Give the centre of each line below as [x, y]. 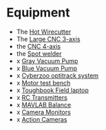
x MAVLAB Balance [44, 105]
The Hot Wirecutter [44, 32]
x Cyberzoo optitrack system [57, 75]
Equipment [38, 13]
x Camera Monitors [44, 112]
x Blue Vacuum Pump [46, 68]
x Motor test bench [43, 83]
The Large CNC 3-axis [48, 39]
